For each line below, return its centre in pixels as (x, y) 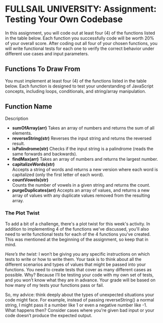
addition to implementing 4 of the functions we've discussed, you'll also (77, 229)
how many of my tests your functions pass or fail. (54, 285)
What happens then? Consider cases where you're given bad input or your (80, 310)
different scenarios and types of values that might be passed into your (75, 264)
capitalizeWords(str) (33, 164)
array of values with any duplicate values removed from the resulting (81, 195)
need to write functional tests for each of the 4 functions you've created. (78, 234)
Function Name (29, 107)
